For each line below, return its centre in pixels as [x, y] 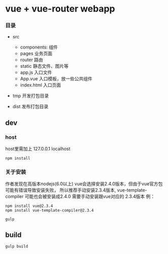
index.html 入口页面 [40, 85]
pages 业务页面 [36, 54]
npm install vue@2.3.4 [29, 206]
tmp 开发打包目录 [31, 96]
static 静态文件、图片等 [44, 66]
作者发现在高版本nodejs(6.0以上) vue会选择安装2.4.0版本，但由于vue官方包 [84, 184]
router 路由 [32, 60]
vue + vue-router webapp [60, 9]
